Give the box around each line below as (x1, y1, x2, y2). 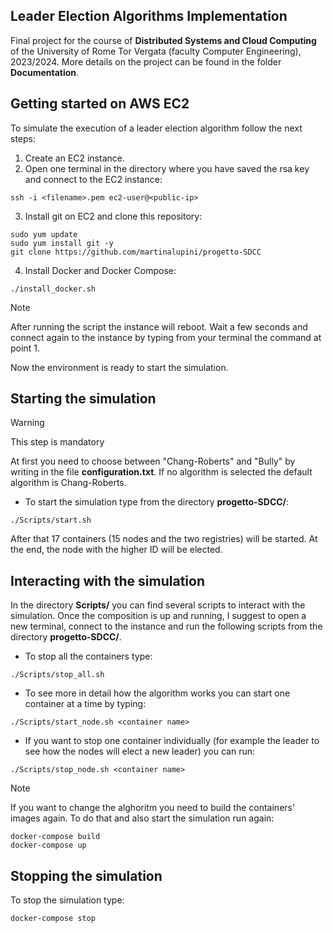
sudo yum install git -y (10, 238, 114, 248)
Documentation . (10, 66, 80, 78)
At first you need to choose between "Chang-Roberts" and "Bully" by (10, 455, 296, 468)
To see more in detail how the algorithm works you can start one (24, 687, 291, 699)
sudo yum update (10, 229, 78, 239)
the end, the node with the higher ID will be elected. (10, 544, 223, 556)
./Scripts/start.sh (10, 515, 92, 526)
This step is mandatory (10, 436, 105, 448)
